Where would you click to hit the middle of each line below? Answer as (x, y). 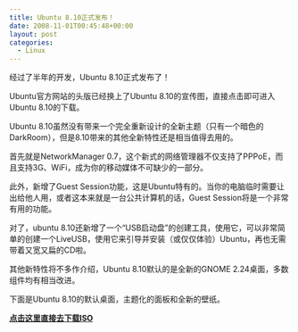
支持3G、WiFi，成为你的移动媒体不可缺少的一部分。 (112, 168)
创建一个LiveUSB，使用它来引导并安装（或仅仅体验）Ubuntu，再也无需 (156, 239)
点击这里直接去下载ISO (51, 319)
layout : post (33, 34)
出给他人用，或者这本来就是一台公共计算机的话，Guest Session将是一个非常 (149, 198)
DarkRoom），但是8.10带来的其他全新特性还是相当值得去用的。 (124, 137)
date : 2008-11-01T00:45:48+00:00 (71, 26)
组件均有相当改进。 (45, 280)
